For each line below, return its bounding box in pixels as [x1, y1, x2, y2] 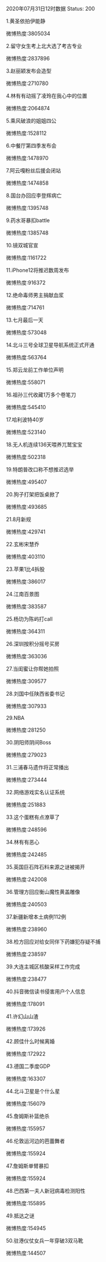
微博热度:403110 [6, 553, 45, 560]
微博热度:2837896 [6, 55, 50, 62]
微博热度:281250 [6, 726, 46, 733]
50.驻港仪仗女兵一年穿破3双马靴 [6, 1237, 83, 1244]
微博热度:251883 [6, 801, 46, 808]
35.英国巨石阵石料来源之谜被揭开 [6, 863, 86, 870]
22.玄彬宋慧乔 [6, 541, 40, 547]
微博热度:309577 [6, 678, 47, 685]
